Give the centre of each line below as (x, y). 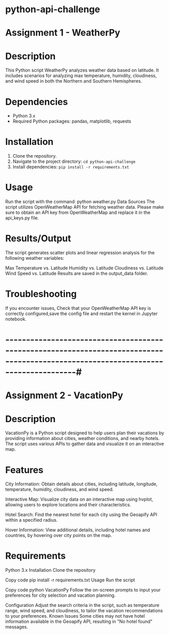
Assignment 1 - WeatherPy (63, 33)
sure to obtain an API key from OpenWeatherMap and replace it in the (78, 212)
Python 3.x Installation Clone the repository (50, 570)
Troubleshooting (41, 294)
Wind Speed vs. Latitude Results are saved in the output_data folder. (77, 274)
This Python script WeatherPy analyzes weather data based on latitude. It (82, 70)
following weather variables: (35, 258)
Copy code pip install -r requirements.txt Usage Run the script (70, 580)
